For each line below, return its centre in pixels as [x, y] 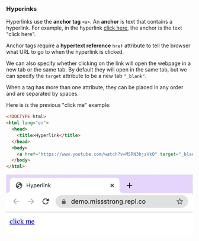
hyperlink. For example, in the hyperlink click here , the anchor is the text [94, 28]
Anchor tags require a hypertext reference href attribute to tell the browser [98, 45]
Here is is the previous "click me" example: [59, 105]
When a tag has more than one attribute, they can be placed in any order [95, 87]
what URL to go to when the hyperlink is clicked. [65, 52]
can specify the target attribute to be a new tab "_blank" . [76, 76]
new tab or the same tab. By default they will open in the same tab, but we [97, 70]
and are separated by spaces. [42, 94]
